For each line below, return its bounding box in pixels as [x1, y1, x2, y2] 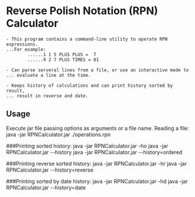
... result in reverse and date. [6, 93, 89, 98]
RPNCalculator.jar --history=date [6, 184, 86, 191]
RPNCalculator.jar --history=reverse [6, 166, 93, 173]
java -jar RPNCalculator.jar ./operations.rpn [6, 131, 111, 138]
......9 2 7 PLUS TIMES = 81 [27, 57, 99, 63]
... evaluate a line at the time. [6, 72, 92, 78]
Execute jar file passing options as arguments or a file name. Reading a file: [6, 124, 189, 132]
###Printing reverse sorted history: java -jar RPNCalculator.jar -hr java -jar [6, 160, 187, 167]
